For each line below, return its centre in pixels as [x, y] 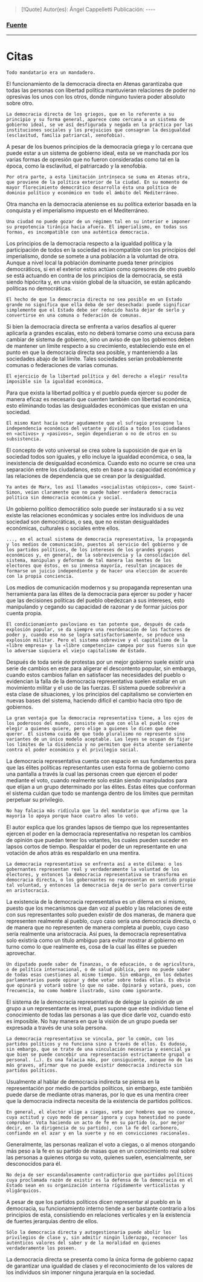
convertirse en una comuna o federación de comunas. [74, 316]
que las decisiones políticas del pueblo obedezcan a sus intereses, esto [95, 600]
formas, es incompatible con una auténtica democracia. [78, 232]
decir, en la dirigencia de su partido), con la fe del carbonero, [93, 1128]
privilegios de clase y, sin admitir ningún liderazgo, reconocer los [97, 1238]
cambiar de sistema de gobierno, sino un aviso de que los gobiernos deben [100, 339]
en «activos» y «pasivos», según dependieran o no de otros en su [92, 434]
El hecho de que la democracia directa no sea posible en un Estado [94, 299]
